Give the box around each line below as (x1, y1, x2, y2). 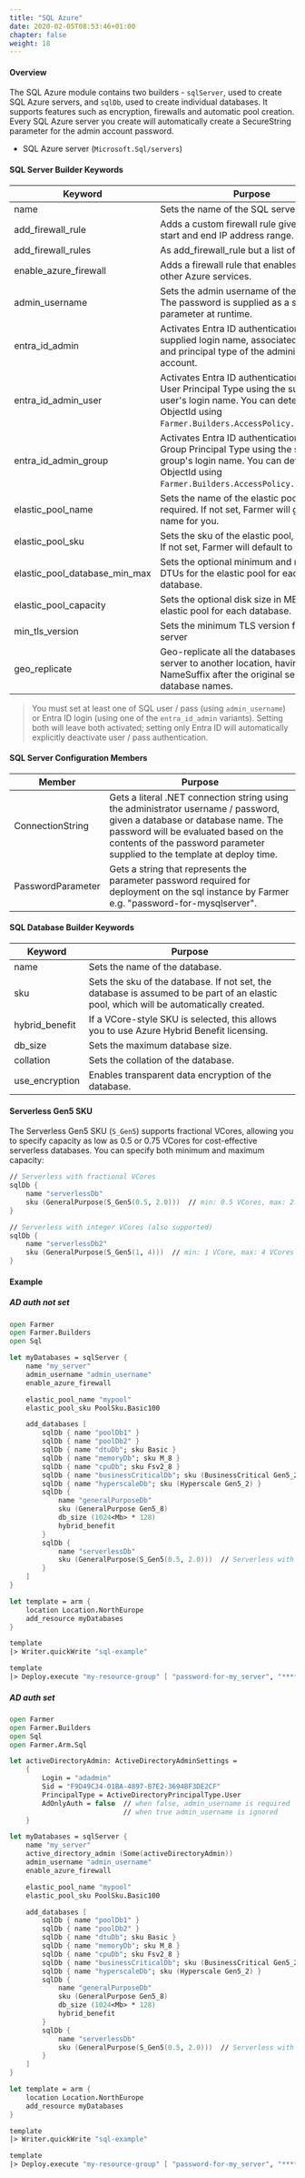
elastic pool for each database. (160, 604, 292, 617)
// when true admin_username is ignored (123, 1808, 279, 1817)
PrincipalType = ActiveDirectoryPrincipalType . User (42, 1790, 242, 1799)
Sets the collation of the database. (88, 1054, 234, 1067)
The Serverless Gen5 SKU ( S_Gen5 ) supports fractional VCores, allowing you (9, 1126, 294, 1137)
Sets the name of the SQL (160, 202, 270, 215)
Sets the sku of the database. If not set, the (88, 976, 272, 988)
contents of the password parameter (109, 836, 265, 849)
